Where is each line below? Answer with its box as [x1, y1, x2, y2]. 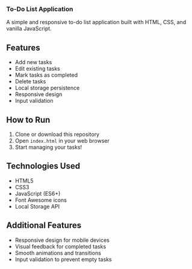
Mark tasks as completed [14, 71, 78, 79]
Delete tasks [14, 78, 46, 85]
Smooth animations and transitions [14, 249, 101, 256]
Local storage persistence [14, 84, 80, 92]
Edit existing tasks [14, 65, 60, 73]
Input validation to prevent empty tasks [14, 256, 113, 263]
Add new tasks [14, 59, 52, 66]
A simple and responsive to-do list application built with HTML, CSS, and [6, 19, 187, 26]
